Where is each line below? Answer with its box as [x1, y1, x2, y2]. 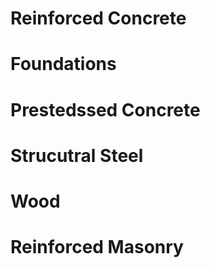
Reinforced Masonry [10, 236, 184, 259]
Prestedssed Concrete [10, 98, 201, 121]
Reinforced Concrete [10, 7, 187, 30]
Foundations [10, 53, 117, 76]
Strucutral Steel [10, 144, 144, 167]
